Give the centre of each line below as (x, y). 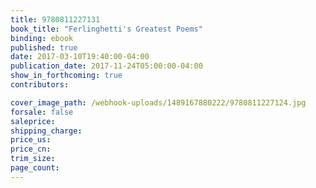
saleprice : (33, 121)
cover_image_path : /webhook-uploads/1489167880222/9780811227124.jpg (158, 102)
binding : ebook (42, 38)
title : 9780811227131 (55, 19)
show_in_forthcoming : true (66, 76)
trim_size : (33, 159)
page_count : (35, 168)
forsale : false (42, 112)
